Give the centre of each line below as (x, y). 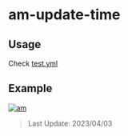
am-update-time (64, 15)
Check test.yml (33, 63)
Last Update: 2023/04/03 (70, 123)
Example (30, 88)
